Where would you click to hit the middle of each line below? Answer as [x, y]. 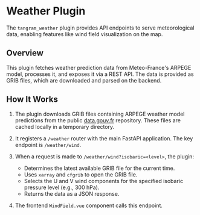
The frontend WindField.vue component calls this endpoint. [89, 205]
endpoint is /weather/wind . [48, 145]
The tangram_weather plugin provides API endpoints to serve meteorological [100, 28]
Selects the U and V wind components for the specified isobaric [103, 181]
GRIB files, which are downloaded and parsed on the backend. [84, 80]
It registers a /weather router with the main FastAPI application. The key [104, 138]
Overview [25, 53]
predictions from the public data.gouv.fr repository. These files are [98, 120]
